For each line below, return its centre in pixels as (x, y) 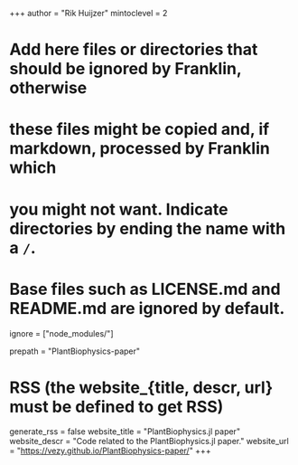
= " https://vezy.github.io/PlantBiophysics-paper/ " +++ (110, 451)
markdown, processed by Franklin (140, 149)
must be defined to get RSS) (116, 407)
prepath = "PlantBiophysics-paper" (75, 351)
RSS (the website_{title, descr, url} (141, 387)
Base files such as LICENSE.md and (145, 289)
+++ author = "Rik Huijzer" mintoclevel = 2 (88, 13)
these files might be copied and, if (140, 129)
